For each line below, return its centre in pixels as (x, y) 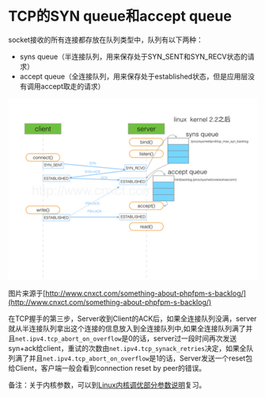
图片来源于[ (27, 293)
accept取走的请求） (73, 86)
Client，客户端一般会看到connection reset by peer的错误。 (110, 368)
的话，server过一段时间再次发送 (185, 338)
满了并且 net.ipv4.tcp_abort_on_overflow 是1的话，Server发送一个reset (130, 358)
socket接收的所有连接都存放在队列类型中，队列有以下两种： (106, 40)
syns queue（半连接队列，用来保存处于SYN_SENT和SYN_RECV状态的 (133, 56)
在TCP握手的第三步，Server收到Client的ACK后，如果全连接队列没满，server (132, 319)
